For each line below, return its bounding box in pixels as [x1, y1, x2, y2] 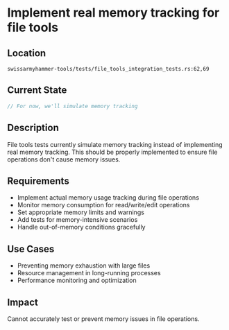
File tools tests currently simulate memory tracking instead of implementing [7, 140, 223, 148]
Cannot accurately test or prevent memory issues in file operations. [7, 314, 200, 323]
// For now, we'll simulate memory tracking [7, 103, 138, 110]
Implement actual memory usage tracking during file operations [17, 193, 200, 202]
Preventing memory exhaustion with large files [17, 261, 151, 270]
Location [7, 47, 46, 59]
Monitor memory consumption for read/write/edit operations [17, 201, 190, 209]
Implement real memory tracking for [7, 5, 220, 21]
